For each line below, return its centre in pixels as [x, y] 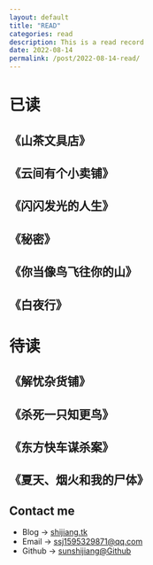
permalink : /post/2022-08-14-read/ [75, 58]
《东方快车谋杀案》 [61, 447]
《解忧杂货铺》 [50, 382]
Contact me [42, 511]
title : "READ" [35, 26]
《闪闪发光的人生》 [61, 206]
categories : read [41, 34]
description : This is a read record [76, 42]
